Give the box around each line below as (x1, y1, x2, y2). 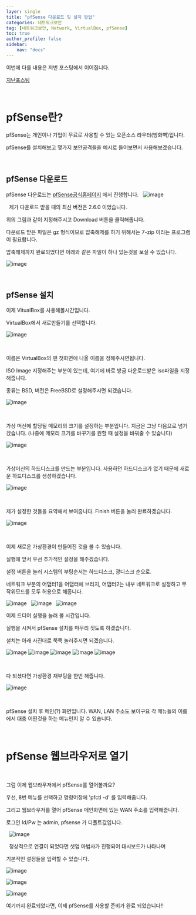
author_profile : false (6, 36, 62, 42)
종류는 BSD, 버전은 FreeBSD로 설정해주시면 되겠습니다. (6, 387, 133, 394)
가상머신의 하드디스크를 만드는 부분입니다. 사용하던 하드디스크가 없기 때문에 (6, 465, 179, 472)
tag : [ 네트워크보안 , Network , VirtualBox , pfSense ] (6, 25, 128, 31)
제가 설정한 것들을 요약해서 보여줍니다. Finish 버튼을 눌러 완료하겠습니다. (6, 508, 173, 515)
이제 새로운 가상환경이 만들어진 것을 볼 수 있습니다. (6, 543, 122, 550)
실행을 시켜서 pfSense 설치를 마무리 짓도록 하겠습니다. (6, 625, 131, 632)
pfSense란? (6, 110, 63, 124)
